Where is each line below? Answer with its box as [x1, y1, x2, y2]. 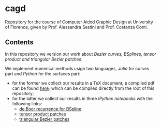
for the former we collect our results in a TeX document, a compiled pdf [12, 80, 155, 86]
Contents [5, 38, 34, 47]
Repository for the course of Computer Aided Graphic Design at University [5, 19, 153, 25]
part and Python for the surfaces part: [5, 71, 81, 77]
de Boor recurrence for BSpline [19, 106, 82, 111]
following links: [12, 100, 42, 107]
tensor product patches [19, 111, 66, 117]
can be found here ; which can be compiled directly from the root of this [12, 85, 155, 91]
